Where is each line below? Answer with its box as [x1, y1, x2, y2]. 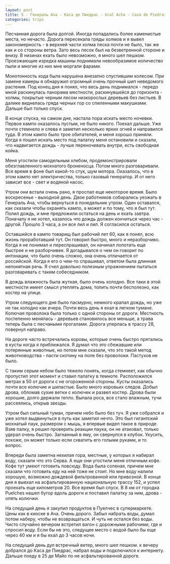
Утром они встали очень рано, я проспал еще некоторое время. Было [5, 189, 157, 195]
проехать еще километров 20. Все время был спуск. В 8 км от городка [5, 485, 159, 491]
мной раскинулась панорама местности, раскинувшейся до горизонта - [5, 89, 163, 96]
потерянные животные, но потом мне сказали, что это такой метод [5, 347, 152, 353]
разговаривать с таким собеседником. [5, 269, 90, 275]
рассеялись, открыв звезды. [5, 400, 67, 406]
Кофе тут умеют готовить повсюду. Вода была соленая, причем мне [5, 463, 154, 469]
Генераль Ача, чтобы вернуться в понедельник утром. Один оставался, [5, 200, 161, 206]
